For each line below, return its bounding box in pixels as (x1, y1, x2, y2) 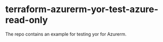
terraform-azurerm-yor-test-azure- (5, 4, 158, 15)
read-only (5, 14, 48, 26)
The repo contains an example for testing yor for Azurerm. (5, 31, 127, 37)
